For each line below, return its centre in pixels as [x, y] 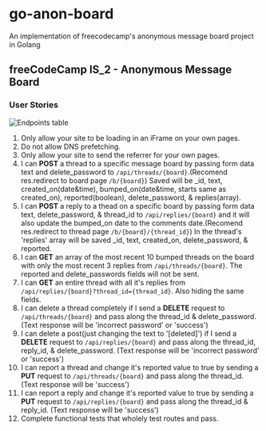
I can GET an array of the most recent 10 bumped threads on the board [137, 257]
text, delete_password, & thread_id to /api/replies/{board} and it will [135, 214]
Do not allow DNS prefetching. [70, 146]
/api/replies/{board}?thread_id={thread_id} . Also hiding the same [132, 291]
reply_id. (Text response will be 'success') [89, 409]
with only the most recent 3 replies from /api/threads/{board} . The [131, 265]
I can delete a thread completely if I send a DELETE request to [123, 308]
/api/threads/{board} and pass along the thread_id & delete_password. [138, 316]
